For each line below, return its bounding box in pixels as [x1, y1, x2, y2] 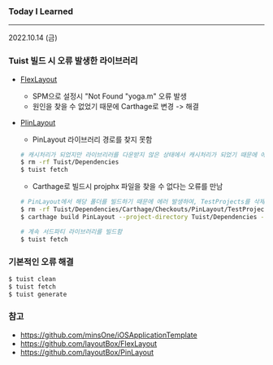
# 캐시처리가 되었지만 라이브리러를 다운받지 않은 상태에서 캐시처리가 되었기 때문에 [19, 151, 258, 159]
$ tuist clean [8, 275, 57, 283]
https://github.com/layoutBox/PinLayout [19, 347, 154, 357]
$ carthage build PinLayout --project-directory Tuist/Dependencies [19, 213, 258, 221]
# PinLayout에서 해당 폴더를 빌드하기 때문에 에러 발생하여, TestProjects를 [19, 198, 250, 206]
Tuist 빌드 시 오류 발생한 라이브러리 [8, 55, 138, 67]
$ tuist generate [8, 290, 67, 298]
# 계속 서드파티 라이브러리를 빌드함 [19, 227, 123, 235]
